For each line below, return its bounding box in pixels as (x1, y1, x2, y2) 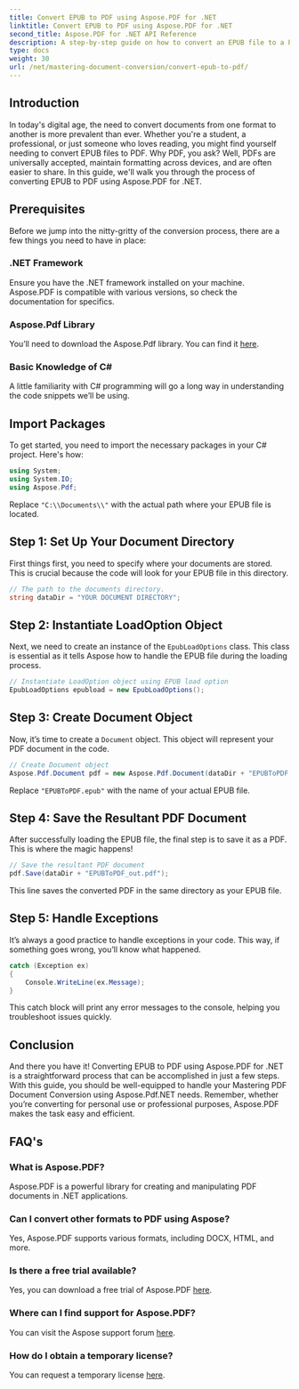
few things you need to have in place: (9, 235, 147, 246)
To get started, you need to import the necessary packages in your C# (9, 440, 267, 450)
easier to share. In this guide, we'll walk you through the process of (9, 166, 255, 177)
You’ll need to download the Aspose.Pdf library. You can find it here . (9, 339, 260, 350)
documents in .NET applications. (9, 1190, 129, 1201)
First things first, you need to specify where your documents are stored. (9, 558, 273, 569)
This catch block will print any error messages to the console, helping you (9, 1002, 280, 1013)
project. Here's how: (9, 449, 85, 460)
